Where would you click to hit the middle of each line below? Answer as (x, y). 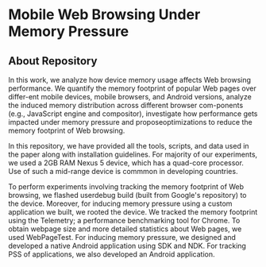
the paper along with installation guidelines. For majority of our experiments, (133, 154)
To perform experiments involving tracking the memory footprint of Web (126, 187)
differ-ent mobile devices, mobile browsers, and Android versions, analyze (130, 97)
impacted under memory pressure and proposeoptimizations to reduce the (130, 122)
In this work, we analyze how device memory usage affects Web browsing (130, 80)
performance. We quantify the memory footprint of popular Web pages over (132, 88)
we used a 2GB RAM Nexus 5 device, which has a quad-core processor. (126, 163)
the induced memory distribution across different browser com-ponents (126, 105)
